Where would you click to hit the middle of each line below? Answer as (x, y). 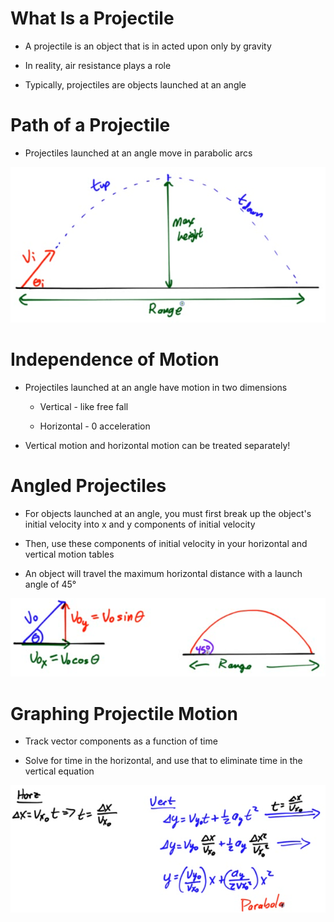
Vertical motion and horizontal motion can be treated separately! (157, 446)
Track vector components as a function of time (121, 741)
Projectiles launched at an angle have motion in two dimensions (156, 388)
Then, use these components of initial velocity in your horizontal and (166, 543)
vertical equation (59, 771)
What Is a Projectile (92, 18)
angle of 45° (50, 584)
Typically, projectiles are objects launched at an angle (135, 84)
